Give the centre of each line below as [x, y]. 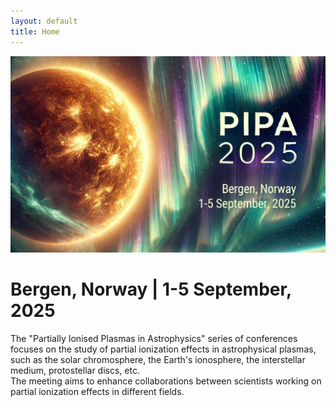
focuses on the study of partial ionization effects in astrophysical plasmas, [163, 349]
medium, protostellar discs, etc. [75, 370]
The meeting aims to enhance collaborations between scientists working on [166, 381]
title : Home [35, 31]
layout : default [44, 21]
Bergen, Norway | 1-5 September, [151, 289]
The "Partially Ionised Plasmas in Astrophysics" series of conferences [154, 338]
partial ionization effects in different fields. [97, 391]
